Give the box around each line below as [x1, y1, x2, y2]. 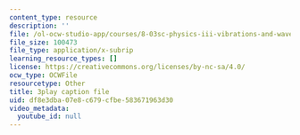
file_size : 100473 [9, 37, 78, 47]
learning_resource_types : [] [9, 54, 118, 63]
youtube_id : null [17, 112, 82, 121]
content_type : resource [9, 12, 98, 22]
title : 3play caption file [9, 87, 110, 96]
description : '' [9, 21, 70, 30]
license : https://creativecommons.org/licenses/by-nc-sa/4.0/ [9, 63, 246, 72]
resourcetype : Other [9, 79, 87, 88]
